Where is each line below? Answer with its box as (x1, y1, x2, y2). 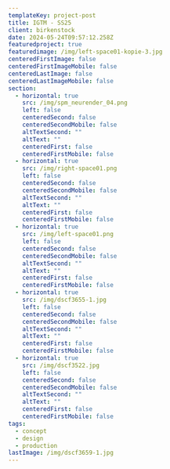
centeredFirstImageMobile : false (8, 63, 118, 71)
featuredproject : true (8, 41, 82, 49)
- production (15, 442, 58, 449)
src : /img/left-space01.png (22, 231, 114, 238)
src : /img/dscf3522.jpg (22, 362, 100, 369)
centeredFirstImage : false (8, 56, 96, 64)
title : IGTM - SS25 (8, 19, 72, 27)
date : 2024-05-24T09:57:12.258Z (8, 33, 114, 42)
